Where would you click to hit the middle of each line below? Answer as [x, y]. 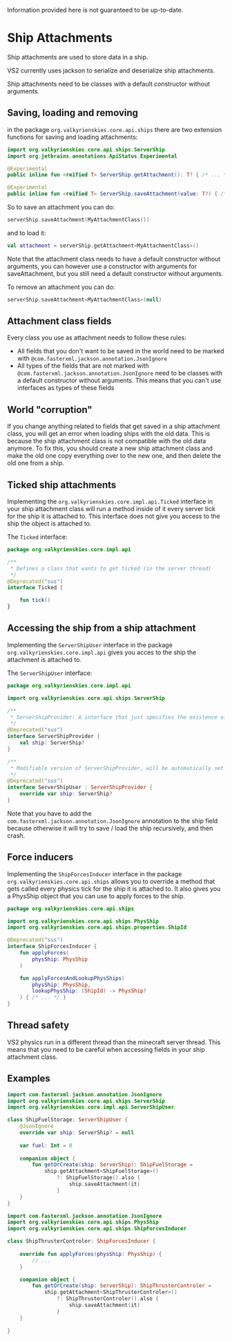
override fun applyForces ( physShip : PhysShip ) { [91, 1254]
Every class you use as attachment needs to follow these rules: [97, 337]
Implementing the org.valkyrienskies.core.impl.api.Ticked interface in [110, 501]
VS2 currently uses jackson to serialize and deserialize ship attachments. [111, 70]
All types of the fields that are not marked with [83, 366]
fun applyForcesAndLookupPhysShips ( [72, 978]
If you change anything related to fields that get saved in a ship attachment [114, 426]
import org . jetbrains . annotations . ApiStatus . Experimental [92, 156]
